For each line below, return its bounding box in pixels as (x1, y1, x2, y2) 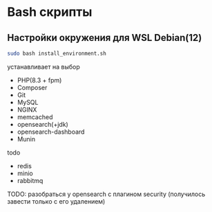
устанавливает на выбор (7, 62, 81, 71)
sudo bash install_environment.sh (7, 50, 107, 57)
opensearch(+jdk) (17, 120, 69, 128)
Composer (17, 83, 48, 91)
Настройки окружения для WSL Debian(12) (7, 32, 202, 44)
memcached (17, 112, 53, 121)
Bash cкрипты (7, 4, 93, 20)
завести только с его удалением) (7, 197, 106, 205)
